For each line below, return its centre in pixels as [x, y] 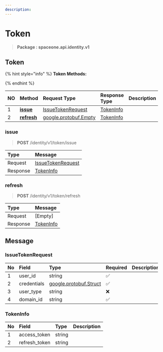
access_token [35, 335]
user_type [31, 291]
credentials [32, 284]
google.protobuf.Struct [75, 284]
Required [117, 268]
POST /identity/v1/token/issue [47, 142]
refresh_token [35, 342]
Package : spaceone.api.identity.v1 [53, 47]
